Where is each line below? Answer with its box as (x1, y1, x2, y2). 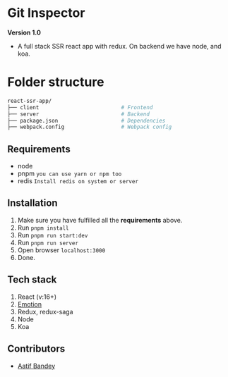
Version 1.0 (7, 28, 41, 37)
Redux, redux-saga (17, 307, 73, 316)
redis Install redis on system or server (17, 177, 139, 185)
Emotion (17, 299, 42, 308)
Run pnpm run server (17, 238, 79, 247)
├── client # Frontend (7, 104, 153, 111)
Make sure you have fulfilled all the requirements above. (17, 216, 183, 224)
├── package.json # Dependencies (7, 117, 166, 124)
